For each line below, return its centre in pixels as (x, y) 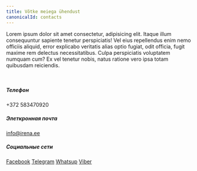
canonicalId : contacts (34, 17)
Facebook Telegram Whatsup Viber (49, 162)
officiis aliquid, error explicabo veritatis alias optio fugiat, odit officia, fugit (96, 46)
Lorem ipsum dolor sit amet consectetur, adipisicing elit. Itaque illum (89, 34)
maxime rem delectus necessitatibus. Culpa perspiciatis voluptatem (88, 52)
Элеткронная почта (32, 119)
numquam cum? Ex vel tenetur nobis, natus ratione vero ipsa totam (87, 59)
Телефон (18, 90)
